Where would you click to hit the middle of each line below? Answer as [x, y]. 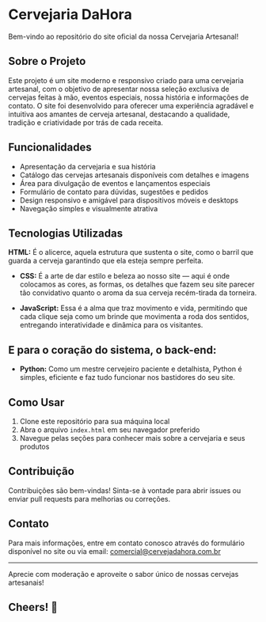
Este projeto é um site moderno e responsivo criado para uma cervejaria [126, 80]
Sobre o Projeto [47, 61]
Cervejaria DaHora [70, 15]
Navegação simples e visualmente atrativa [89, 208]
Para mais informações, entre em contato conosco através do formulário [127, 543]
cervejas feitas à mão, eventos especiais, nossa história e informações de [129, 97]
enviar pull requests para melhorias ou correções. [89, 499]
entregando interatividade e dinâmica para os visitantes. [111, 325]
